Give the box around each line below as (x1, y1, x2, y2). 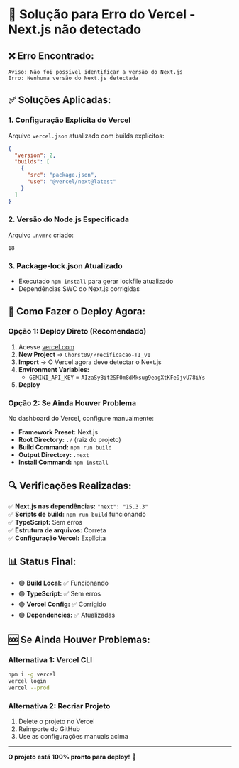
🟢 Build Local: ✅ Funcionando (18, 578, 109, 587)
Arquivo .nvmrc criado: (8, 231, 74, 239)
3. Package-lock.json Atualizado (8, 260, 123, 270)
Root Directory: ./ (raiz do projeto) (18, 436, 121, 444)
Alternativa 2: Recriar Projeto (8, 701, 111, 711)
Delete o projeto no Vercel (18, 717, 95, 726)
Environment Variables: (18, 365, 89, 373)
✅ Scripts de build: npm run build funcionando (8, 510, 146, 518)
